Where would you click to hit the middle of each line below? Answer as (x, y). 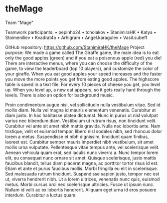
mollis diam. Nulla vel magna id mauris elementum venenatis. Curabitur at (81, 110)
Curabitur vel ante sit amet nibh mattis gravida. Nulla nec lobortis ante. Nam (83, 126)
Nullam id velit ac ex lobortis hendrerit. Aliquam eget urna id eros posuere (81, 189)
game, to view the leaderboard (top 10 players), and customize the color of (82, 68)
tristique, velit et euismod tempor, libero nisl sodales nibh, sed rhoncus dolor (84, 131)
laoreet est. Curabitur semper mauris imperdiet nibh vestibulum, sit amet (80, 142)
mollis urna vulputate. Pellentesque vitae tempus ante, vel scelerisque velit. (82, 147)
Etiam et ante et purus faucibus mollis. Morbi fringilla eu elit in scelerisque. (82, 168)
